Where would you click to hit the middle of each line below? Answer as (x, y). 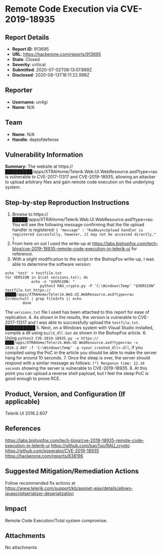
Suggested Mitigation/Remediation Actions (72, 471)
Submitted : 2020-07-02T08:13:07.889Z (52, 70)
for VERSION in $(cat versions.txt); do (47, 277)
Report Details (27, 37)
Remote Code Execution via (62, 9)
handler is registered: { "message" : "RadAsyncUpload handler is (78, 230)
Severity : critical (29, 65)
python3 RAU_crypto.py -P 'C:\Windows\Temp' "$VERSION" (98, 286)
